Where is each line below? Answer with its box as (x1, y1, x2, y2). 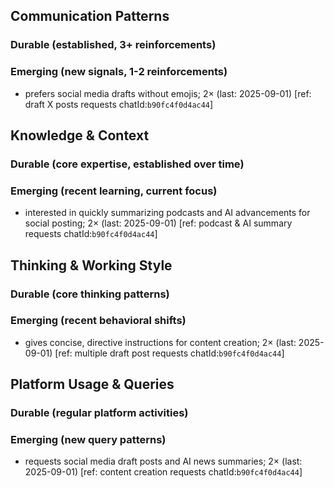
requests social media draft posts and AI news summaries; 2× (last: (24, 455, 303, 468)
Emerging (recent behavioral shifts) (10, 314, 187, 328)
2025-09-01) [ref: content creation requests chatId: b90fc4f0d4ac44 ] (24, 466, 303, 478)
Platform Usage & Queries (10, 376, 175, 393)
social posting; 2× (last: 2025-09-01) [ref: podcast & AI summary (24, 217, 293, 229)
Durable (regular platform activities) (10, 406, 189, 420)
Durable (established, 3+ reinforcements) (10, 38, 217, 52)
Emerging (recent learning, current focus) (10, 184, 218, 198)
